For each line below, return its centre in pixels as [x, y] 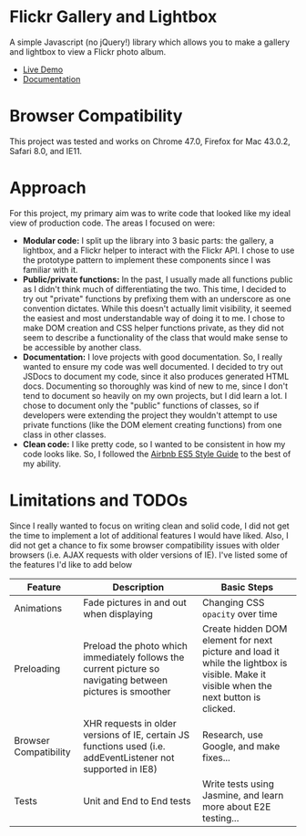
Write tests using [238, 784]
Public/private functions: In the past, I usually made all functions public [158, 279]
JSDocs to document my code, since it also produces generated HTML [156, 376]
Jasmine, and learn [243, 795]
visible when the [237, 685]
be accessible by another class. [82, 347]
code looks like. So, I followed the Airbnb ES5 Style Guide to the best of [157, 454]
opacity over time [240, 613]
